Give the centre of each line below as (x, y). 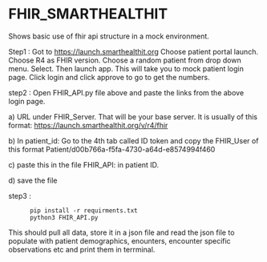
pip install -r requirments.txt (83, 210)
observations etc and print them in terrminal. (82, 249)
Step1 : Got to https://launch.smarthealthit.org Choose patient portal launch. (133, 51)
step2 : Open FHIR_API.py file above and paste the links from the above (126, 92)
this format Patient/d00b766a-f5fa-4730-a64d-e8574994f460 (112, 149)
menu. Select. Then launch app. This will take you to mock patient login (126, 68)
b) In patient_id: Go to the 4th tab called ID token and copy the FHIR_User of (133, 140)
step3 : (20, 195)
